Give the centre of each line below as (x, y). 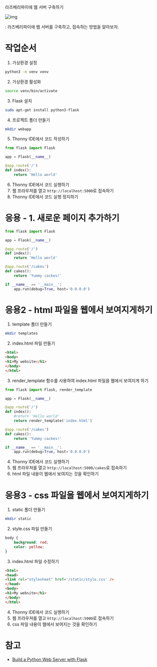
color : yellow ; (29, 547)
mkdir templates (21, 333)
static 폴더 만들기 (28, 510)
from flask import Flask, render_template (49, 390)
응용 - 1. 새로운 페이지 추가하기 (62, 218)
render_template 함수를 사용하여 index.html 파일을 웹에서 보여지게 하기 (80, 381)
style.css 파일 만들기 (32, 529)
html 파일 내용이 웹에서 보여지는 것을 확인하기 (55, 474)
